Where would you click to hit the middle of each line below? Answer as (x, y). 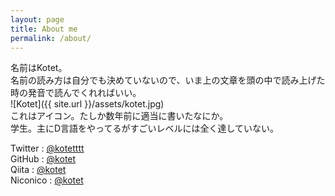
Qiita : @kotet (38, 170)
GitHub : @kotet (43, 159)
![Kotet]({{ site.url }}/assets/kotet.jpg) (87, 104)
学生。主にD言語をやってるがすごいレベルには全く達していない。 (144, 128)
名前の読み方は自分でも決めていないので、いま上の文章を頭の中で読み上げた (168, 80)
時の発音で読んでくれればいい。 (76, 93)
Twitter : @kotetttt (47, 148)
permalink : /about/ (51, 38)
